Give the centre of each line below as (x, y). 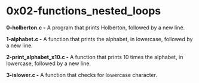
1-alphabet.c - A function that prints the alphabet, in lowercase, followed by (99, 39)
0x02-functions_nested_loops (84, 11)
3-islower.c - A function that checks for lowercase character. (82, 75)
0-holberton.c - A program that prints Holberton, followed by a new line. (96, 27)
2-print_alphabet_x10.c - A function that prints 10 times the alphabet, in (95, 57)
